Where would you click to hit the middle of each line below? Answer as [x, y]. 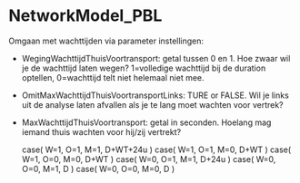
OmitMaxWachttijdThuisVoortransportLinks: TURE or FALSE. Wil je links [155, 95]
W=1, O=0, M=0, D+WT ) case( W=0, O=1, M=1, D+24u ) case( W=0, [149, 159]
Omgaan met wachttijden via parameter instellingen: [106, 41]
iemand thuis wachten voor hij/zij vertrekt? [101, 131]
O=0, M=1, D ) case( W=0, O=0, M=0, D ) [98, 169]
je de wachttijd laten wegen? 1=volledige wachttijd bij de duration [144, 68]
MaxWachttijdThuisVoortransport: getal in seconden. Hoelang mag [146, 122]
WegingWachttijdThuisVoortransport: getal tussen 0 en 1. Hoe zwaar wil [156, 58]
